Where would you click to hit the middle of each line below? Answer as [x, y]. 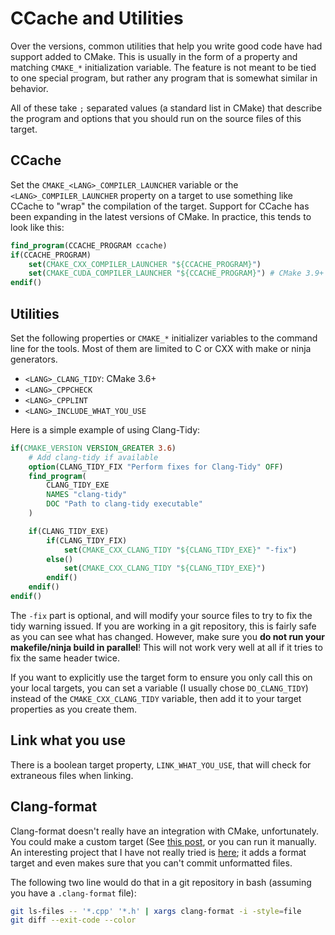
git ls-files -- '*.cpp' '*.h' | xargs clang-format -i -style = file [156, 911]
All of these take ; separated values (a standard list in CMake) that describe [166, 108]
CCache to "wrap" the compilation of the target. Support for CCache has [160, 206]
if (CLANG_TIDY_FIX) [87, 540]
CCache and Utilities [97, 18]
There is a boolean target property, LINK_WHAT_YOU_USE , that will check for [161, 764]
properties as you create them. [74, 709]
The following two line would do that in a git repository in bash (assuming [161, 882]
